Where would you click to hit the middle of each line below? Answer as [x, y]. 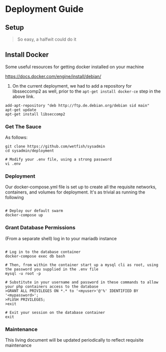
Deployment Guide [44, 9]
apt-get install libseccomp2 [35, 114]
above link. [23, 96]
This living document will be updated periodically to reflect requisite [74, 340]
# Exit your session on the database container [55, 312]
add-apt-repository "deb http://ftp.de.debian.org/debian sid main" [77, 105]
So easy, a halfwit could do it [47, 39]
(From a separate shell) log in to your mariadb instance [61, 238]
